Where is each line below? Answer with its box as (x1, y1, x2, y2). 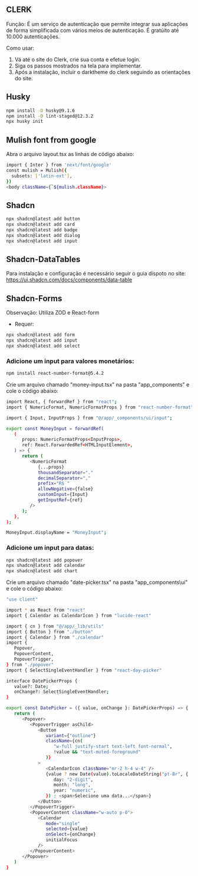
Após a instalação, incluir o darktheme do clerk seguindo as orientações (14, 68, 190, 76)
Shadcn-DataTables (6, 254, 81, 265)
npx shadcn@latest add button (6, 216, 81, 222)
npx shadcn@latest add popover (6, 557, 83, 563)
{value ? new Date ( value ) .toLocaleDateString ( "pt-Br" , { (45, 771, 189, 777)
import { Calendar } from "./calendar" (6, 634, 104, 640)
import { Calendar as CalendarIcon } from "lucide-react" (6, 612, 151, 618)
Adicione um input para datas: (6, 544, 94, 552)
